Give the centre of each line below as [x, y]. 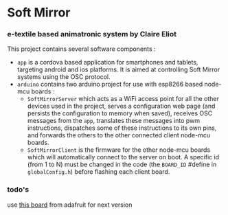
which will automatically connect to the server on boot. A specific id [123, 157]
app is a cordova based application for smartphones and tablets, [107, 63]
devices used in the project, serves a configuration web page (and [121, 106]
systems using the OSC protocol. [64, 77]
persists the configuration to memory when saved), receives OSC [120, 113]
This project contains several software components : [81, 49]
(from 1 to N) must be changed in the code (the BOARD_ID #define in [122, 165]
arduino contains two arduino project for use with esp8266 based [110, 84]
